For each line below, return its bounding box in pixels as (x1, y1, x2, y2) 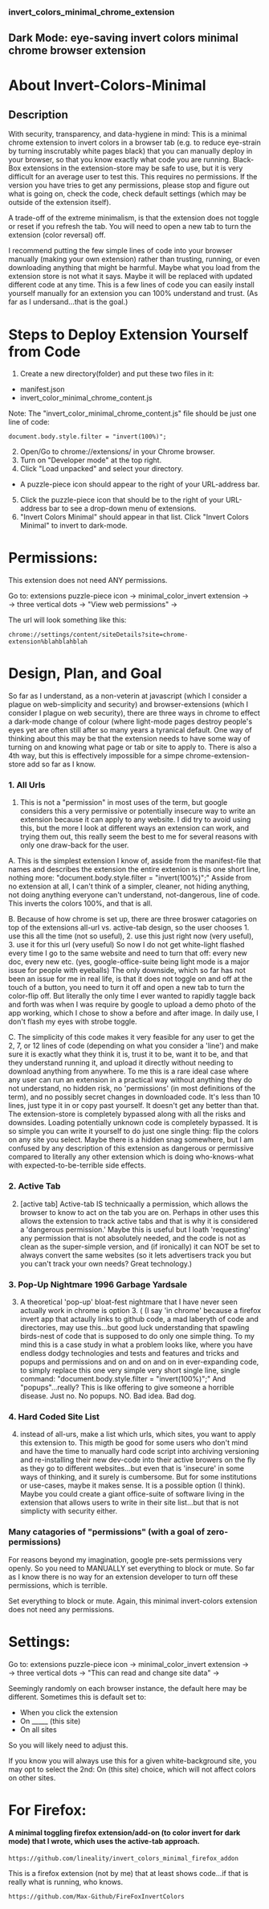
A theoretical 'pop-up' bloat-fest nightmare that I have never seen (19, 1297, 238, 1307)
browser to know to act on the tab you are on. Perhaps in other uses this (19, 1207, 259, 1217)
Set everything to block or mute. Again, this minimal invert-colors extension (8, 1595, 258, 1606)
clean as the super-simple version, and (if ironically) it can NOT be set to (19, 1242, 260, 1251)
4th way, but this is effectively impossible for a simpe (8, 751, 185, 761)
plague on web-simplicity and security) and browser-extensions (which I (8, 700, 249, 709)
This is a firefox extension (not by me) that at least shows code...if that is (8, 1868, 249, 1878)
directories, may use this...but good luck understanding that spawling (19, 1323, 250, 1332)
